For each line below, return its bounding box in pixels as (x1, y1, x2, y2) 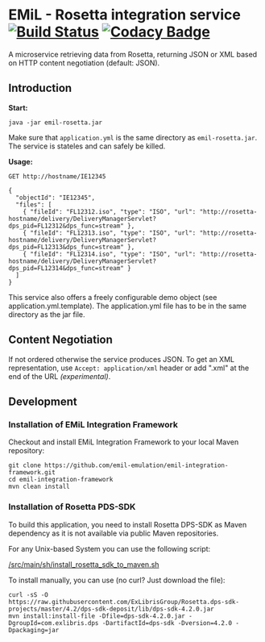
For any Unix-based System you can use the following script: (8, 544, 211, 553)
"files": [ (15, 200, 52, 209)
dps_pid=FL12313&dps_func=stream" (8, 243, 125, 251)
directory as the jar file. (8, 309, 86, 319)
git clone (8, 461, 42, 469)
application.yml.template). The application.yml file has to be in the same (8, 301, 247, 311)
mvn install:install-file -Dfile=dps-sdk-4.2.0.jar (8, 611, 185, 620)
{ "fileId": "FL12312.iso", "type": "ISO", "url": (23, 207, 197, 215)
